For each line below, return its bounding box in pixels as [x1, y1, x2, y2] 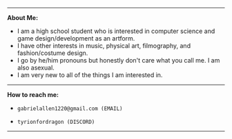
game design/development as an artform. [17, 34, 135, 42]
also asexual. [17, 63, 55, 72]
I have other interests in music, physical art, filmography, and [17, 42, 191, 50]
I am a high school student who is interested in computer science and [17, 27, 215, 35]
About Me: [7, 14, 39, 21]
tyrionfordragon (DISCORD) [17, 118, 95, 125]
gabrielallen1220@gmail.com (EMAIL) [17, 105, 123, 112]
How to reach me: [7, 91, 59, 98]
